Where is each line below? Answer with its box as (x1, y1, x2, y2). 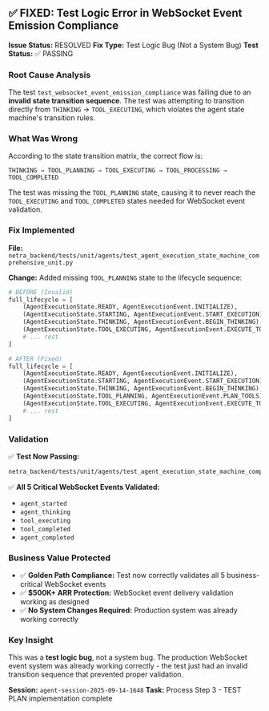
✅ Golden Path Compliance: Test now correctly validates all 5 (19, 571, 226, 580)
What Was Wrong (8, 133, 78, 144)
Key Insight (8, 634, 54, 645)
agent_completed (19, 533, 74, 542)
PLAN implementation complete (8, 693, 113, 704)
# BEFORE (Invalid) (8, 288, 74, 296)
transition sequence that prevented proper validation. (8, 669, 184, 680)
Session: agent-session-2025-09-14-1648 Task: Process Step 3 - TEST (8, 685, 242, 695)
